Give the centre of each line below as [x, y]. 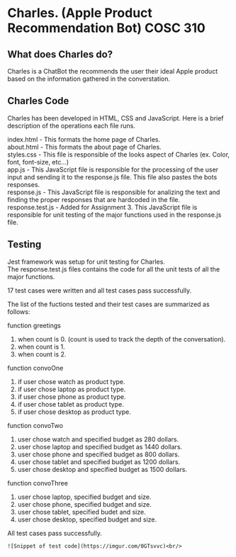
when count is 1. [41, 347]
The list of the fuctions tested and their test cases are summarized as [109, 304]
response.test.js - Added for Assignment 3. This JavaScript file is [102, 207]
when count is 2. [42, 354]
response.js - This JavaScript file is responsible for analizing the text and [114, 192]
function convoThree [38, 483]
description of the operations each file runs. [72, 125]
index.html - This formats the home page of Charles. [84, 139]
